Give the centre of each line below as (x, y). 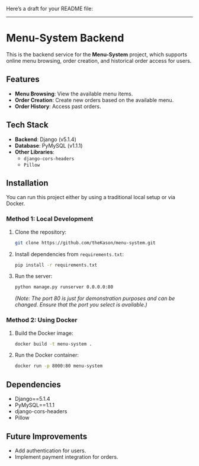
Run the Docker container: (46, 355)
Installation (27, 183)
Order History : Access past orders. (58, 106)
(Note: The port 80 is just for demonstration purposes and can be (95, 298)
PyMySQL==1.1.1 (35, 405)
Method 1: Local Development (50, 219)
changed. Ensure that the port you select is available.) (81, 305)
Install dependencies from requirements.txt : (69, 254)
